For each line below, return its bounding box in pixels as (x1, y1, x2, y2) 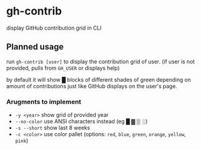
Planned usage (6, 42, 64, 52)
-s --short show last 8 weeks (15, 124, 90, 131)
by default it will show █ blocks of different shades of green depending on (6, 76, 191, 83)
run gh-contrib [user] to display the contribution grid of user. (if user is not (6, 57, 195, 65)
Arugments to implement (6, 97, 82, 106)
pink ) (15, 137, 28, 145)
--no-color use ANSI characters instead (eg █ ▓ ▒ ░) (15, 118, 148, 125)
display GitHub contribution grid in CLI (6, 24, 102, 31)
